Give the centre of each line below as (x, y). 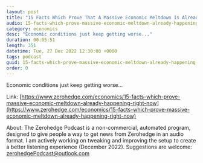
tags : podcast (24, 57)
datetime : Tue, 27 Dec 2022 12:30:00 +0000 (62, 51)
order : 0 (17, 68)
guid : (13, 62)
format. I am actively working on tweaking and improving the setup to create (101, 141)
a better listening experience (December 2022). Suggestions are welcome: (99, 147)
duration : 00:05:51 (31, 40)
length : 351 (21, 46)
